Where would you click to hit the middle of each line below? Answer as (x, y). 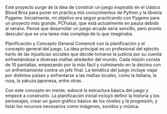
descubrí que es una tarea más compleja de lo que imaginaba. (69, 34)
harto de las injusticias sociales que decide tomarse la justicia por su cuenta (83, 54)
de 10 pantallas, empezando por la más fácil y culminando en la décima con (83, 65)
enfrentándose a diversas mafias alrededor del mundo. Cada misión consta (82, 59)
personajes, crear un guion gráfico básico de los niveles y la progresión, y (81, 101)
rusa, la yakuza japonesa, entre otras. (44, 80)
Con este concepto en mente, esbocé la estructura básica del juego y (77, 90)
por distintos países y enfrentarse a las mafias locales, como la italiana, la (81, 75)
